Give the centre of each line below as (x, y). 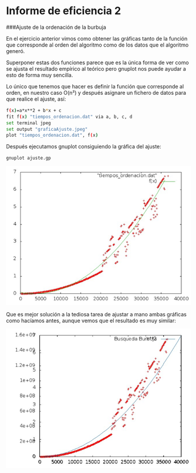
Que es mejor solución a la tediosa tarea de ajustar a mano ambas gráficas (96, 315)
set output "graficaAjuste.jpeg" (47, 129)
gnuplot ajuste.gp (28, 158)
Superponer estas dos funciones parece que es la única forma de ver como (97, 62)
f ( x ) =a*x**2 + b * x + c (34, 110)
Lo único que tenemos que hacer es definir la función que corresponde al (95, 86)
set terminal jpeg (28, 123)
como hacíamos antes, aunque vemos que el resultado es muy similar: (91, 321)
